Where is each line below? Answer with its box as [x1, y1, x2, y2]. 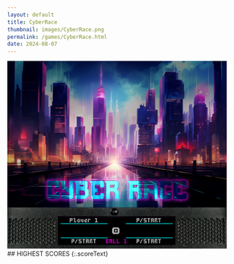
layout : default [7, 11, 54, 18]
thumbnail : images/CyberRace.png [7, 26, 104, 33]
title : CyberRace [7, 18, 58, 26]
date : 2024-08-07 [7, 40, 58, 48]
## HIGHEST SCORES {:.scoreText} [7, 249, 109, 258]
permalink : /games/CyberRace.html [7, 33, 108, 40]
